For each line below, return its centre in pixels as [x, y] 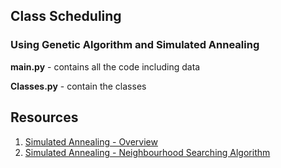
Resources [44, 117]
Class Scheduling [66, 16]
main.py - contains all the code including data [105, 66]
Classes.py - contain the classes [78, 86]
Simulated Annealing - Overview [91, 141]
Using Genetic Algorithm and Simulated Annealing [135, 45]
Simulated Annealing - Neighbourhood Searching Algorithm [147, 152]
